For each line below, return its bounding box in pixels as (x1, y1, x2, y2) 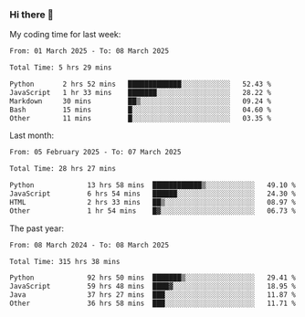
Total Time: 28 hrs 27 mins (9, 164, 117, 174)
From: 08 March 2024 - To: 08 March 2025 (9, 240, 170, 249)
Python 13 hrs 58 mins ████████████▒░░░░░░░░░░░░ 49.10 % (9, 181, 297, 190)
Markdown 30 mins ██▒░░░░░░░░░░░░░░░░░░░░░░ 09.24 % (9, 96, 272, 106)
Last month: (9, 130, 55, 141)
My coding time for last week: (9, 29, 121, 40)
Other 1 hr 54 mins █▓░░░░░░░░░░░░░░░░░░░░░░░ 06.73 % (9, 206, 297, 216)
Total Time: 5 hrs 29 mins (9, 63, 112, 72)
